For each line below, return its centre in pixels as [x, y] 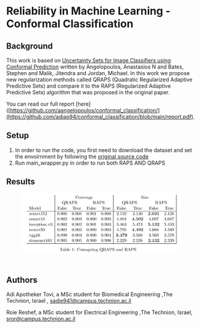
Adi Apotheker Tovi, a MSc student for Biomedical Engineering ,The [89, 294]
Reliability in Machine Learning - [88, 11]
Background [29, 46]
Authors [22, 280]
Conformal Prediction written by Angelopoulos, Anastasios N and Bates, [95, 67]
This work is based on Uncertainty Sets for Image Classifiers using [88, 60]
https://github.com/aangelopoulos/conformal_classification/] [85, 110]
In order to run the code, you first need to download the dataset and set [103, 150]
